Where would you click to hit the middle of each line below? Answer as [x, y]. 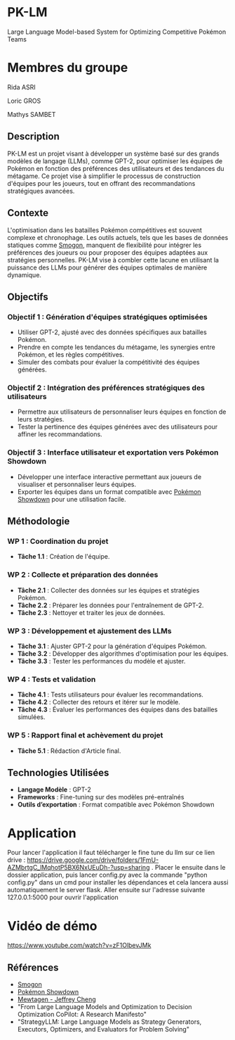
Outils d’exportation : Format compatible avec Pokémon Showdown [116, 805]
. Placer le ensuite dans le [188, 868]
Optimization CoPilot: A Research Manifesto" [82, 1015]
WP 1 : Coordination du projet [58, 541]
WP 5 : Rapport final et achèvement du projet [85, 735]
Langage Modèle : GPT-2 [54, 789]
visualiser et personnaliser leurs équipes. [77, 484]
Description [33, 137]
